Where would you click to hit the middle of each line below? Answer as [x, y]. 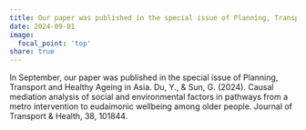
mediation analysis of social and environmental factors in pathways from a [149, 97]
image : [22, 35]
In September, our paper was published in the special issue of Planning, [144, 77]
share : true [32, 52]
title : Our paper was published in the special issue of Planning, [140, 18]
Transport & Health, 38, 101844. [69, 116]
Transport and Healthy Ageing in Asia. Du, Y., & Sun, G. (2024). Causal [142, 87]
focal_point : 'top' [55, 43]
